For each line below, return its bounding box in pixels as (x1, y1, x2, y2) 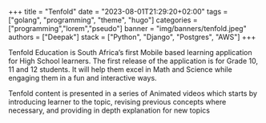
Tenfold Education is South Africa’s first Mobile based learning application (8, 48, 252, 57)
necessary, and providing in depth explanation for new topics (8, 105, 211, 115)
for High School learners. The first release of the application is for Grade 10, (8, 56, 259, 65)
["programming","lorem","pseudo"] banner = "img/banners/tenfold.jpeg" (8, 24, 247, 33)
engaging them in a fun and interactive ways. (8, 73, 158, 82)
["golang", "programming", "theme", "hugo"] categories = (8, 15, 198, 25)
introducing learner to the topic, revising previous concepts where (8, 97, 227, 106)
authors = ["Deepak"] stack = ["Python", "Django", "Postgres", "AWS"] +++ (8, 32, 256, 42)
